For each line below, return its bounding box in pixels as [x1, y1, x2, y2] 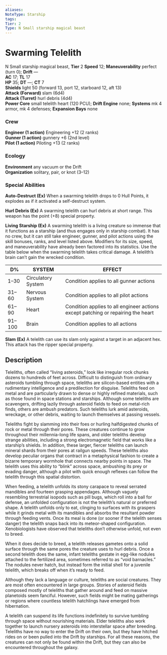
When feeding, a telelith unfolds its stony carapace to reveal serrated [5, 483, 147, 490]
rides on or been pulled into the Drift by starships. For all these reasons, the [5, 634, 160, 640]
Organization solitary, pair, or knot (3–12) [5, 169, 89, 175]
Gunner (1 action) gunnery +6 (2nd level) [5, 135, 90, 141]
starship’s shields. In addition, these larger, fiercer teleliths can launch [5, 442, 148, 448]
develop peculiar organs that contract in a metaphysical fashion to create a [5, 453, 159, 459]
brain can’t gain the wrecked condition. [5, 254, 85, 260]
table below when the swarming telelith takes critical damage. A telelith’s [5, 249, 154, 255]
